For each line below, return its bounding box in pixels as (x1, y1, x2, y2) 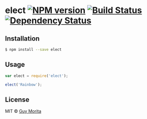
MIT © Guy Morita (5, 108, 42, 114)
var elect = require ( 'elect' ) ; (5, 73, 68, 78)
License (5, 95, 30, 104)
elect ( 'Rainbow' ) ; (5, 82, 42, 87)
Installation (5, 34, 40, 43)
